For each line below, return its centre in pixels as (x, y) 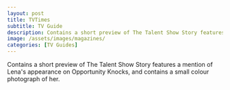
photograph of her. (34, 79)
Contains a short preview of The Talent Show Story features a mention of (110, 64)
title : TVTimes (29, 20)
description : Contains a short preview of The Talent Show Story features (116, 32)
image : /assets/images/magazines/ (56, 39)
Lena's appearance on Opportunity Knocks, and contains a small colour (108, 72)
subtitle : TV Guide (35, 26)
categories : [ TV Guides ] (42, 45)
